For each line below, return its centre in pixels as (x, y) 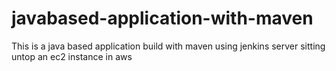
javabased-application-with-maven (162, 18)
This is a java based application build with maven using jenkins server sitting (168, 46)
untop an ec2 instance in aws (72, 56)
